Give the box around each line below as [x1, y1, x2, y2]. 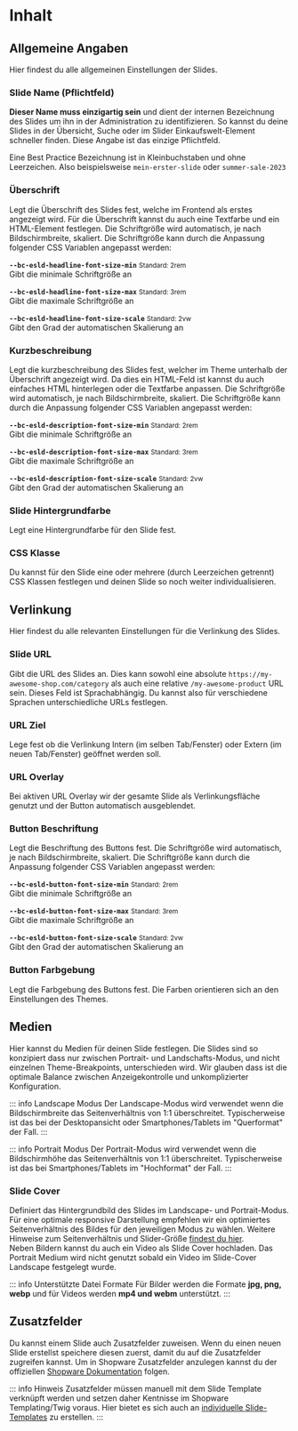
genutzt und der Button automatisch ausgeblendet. [9, 800, 196, 811]
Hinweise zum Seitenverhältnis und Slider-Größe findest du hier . [9, 1233, 245, 1243]
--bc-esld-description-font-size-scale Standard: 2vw [9, 474, 204, 483]
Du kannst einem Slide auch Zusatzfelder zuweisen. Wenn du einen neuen [9, 1338, 282, 1348]
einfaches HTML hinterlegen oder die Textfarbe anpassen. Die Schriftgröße [9, 383, 286, 394]
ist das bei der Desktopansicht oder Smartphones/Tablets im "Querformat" [9, 1117, 283, 1128]
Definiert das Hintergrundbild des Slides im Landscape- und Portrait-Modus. [9, 1204, 289, 1215]
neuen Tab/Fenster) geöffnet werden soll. [9, 748, 162, 759]
